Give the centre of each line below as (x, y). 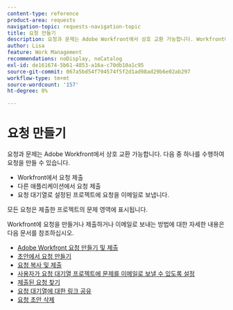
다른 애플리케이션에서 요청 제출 (59, 186)
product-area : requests (42, 20)
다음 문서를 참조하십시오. (41, 233)
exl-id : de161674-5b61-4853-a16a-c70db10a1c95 (76, 65)
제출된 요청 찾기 (38, 282)
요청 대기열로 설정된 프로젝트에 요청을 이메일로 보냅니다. (93, 195)
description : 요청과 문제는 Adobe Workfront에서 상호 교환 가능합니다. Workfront (116, 40)
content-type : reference (43, 14)
